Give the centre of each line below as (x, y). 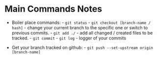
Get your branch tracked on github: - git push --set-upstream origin (82, 47)
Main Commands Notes (53, 9)
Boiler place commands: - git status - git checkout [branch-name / (81, 22)
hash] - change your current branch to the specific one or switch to (80, 27)
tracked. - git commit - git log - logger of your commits (69, 38)
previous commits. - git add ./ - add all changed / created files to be (82, 33)
